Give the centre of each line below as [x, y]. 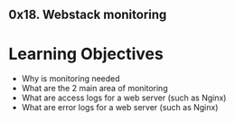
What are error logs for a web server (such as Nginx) [120, 108]
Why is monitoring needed [70, 79]
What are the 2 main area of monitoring [94, 89]
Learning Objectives [86, 54]
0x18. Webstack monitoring [88, 15]
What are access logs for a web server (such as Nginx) [124, 98]
